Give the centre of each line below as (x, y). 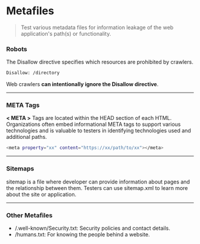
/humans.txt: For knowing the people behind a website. (82, 234)
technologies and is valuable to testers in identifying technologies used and (99, 131)
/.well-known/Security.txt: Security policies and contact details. (93, 228)
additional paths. (27, 137)
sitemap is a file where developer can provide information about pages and (98, 182)
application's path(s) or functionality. (66, 33)
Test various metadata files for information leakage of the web (97, 27)
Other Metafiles (29, 215)
